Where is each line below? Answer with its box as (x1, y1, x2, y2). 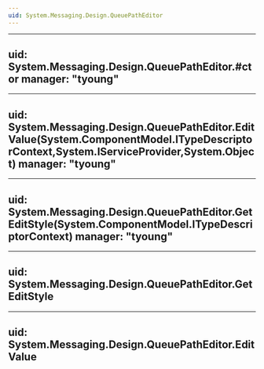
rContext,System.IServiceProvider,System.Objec (8, 144, 255, 158)
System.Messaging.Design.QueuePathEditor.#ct (8, 60, 252, 74)
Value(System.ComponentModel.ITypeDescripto (8, 133, 253, 146)
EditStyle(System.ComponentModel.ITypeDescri (8, 217, 253, 231)
